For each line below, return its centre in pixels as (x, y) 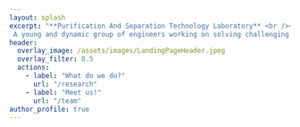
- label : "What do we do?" (75, 76)
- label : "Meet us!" (63, 92)
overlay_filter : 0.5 (55, 59)
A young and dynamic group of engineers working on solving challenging (151, 34)
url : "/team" (57, 101)
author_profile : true (50, 109)
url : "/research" (65, 84)
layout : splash (37, 17)
